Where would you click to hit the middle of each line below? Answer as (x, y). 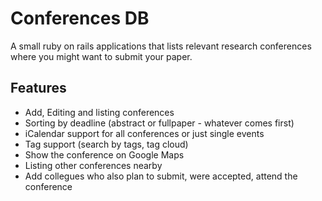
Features (38, 88)
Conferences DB (80, 18)
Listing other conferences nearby (93, 165)
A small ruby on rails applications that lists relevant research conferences (161, 46)
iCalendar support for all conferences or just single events (144, 133)
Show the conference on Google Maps (104, 154)
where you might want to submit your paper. (101, 56)
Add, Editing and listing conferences (99, 112)
